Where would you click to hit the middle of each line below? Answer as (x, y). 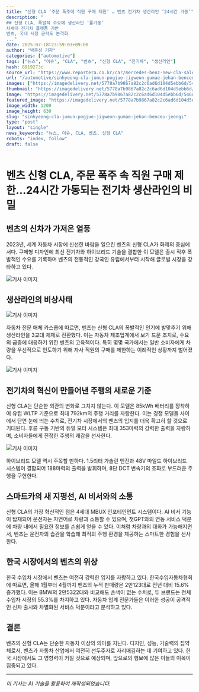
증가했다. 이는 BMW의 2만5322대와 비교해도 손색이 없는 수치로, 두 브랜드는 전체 (99, 592)
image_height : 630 (29, 111)
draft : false (22, 144)
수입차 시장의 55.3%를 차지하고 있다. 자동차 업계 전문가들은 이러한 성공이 (91, 599)
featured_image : (26, 100)
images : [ (18, 84)
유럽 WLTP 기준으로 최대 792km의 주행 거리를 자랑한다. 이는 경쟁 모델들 (95, 413)
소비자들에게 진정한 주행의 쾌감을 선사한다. (63, 436)
